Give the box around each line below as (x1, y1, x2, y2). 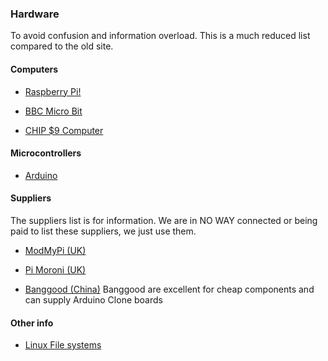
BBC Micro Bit (24, 105, 83, 117)
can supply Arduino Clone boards (24, 293, 163, 306)
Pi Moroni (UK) (24, 263, 87, 276)
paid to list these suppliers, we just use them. (10, 225, 197, 237)
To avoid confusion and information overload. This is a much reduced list (10, 30, 311, 42)
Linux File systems (24, 339, 102, 351)
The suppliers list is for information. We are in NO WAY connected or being (10, 214, 318, 226)
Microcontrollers (10, 147, 82, 159)
